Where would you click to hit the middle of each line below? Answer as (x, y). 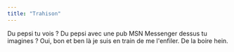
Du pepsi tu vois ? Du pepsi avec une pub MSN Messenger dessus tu (107, 33)
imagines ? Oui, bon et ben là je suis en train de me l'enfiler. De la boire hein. (118, 41)
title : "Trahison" (34, 14)
